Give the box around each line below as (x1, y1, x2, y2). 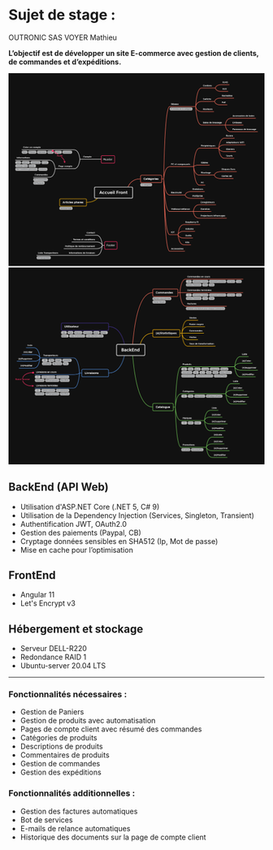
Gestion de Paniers (19, 707, 84, 717)
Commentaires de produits (19, 750, 110, 760)
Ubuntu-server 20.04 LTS (19, 661, 106, 671)
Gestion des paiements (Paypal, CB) (19, 528, 142, 537)
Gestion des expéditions (19, 767, 102, 777)
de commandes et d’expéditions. (8, 57, 122, 67)
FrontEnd (8, 568, 56, 582)
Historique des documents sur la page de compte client (19, 832, 206, 842)
